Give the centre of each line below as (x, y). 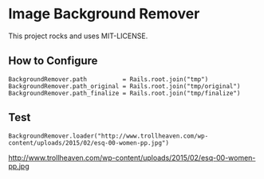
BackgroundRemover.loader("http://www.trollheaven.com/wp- (108, 136)
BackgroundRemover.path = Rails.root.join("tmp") (108, 79)
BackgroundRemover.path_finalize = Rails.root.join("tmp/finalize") (124, 93)
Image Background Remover (104, 14)
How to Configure (53, 61)
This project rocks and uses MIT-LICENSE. (78, 36)
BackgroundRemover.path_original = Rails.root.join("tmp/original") (124, 86)
